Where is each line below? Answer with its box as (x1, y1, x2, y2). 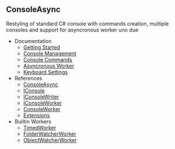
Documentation (14, 37, 52, 44)
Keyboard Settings (23, 68, 68, 75)
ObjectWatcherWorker (23, 136, 77, 143)
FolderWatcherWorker (23, 130, 76, 137)
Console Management (23, 49, 77, 57)
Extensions (23, 112, 50, 119)
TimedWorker (23, 124, 57, 131)
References (14, 74, 43, 81)
